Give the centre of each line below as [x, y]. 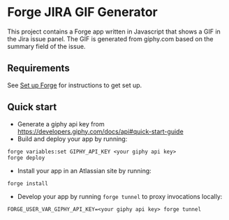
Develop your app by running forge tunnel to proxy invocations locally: [120, 196]
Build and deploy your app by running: [72, 139]
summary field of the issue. [46, 46]
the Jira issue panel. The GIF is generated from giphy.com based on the [110, 38]
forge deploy [26, 158]
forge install [28, 183]
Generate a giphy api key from [61, 124]
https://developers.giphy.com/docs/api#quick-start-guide [100, 131]
